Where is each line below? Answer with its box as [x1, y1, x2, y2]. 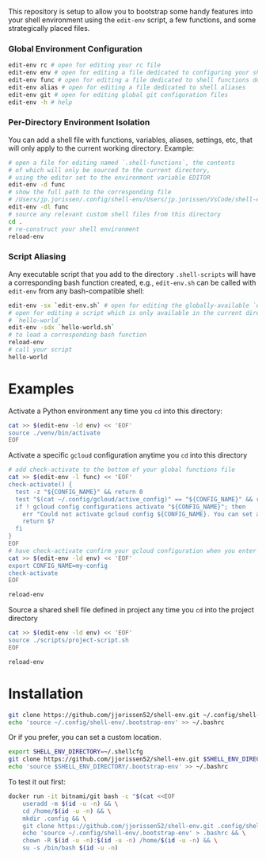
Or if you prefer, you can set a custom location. [8, 733, 162, 742]
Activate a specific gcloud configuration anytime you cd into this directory [8, 451, 248, 460]
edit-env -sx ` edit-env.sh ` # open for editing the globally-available [8, 301, 249, 309]
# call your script [8, 346, 73, 354]
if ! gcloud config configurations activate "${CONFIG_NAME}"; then [15, 503, 246, 511]
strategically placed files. [8, 24, 90, 33]
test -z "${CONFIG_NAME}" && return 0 [15, 488, 144, 496]
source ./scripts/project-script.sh [8, 636, 129, 645]
